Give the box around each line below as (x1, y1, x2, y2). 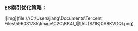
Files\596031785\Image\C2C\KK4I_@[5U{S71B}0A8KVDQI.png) (4, 21, 134, 27)
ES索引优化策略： (4, 4, 47, 11)
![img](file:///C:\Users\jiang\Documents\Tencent (4, 15, 102, 21)
